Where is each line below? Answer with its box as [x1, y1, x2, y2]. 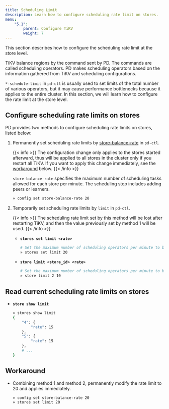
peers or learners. [12, 186, 50, 192]
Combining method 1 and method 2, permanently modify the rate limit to [12, 380, 162, 386]
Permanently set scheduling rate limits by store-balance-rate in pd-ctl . [12, 139, 160, 145]
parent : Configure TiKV [23, 26, 73, 31]
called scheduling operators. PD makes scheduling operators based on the [5, 65, 160, 71]
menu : [5, 17, 17, 22]
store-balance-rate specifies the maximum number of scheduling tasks [12, 175, 162, 181]
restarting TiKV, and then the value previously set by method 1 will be [12, 220, 156, 226]
